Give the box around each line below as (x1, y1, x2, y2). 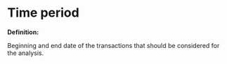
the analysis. (7, 49, 44, 57)
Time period (7, 5, 79, 21)
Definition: (7, 28, 39, 36)
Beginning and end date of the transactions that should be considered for (7, 41, 220, 49)
